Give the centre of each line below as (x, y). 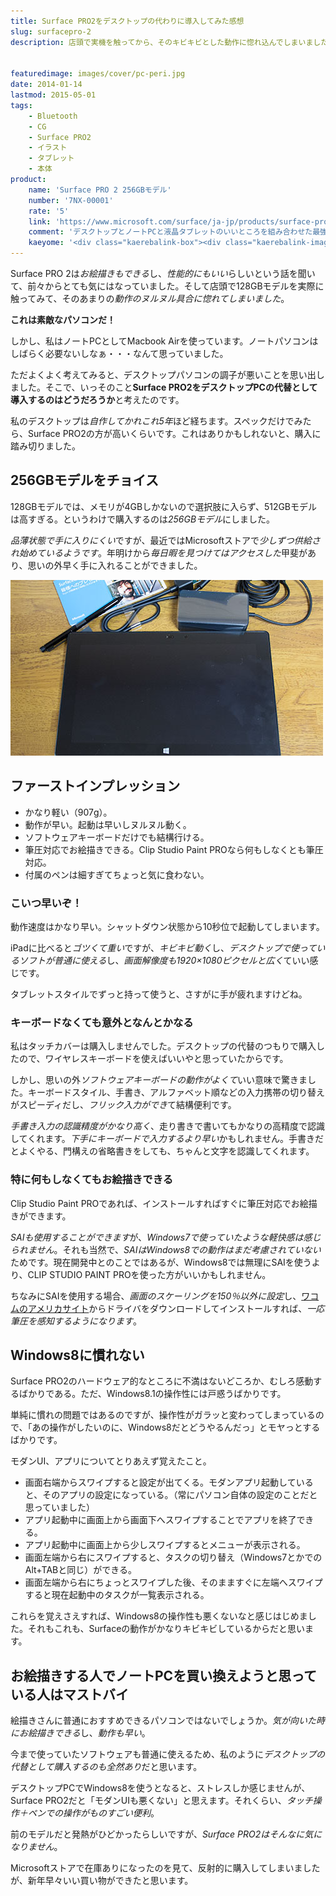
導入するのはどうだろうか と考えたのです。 (97, 399)
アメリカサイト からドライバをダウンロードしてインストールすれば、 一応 (176, 1308)
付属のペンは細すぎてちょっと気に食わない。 (117, 874)
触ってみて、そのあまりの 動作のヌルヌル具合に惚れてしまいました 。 (150, 298)
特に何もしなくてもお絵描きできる (92, 1180)
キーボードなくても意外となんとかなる (102, 1022)
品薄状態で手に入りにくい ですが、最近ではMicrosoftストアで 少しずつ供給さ (165, 540)
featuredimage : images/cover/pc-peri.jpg (98, 74)
